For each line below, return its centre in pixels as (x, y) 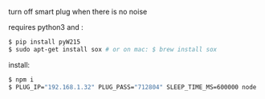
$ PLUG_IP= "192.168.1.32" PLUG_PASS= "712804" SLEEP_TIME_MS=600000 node (132, 87)
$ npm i (21, 80)
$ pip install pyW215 (45, 42)
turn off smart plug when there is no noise (78, 12)
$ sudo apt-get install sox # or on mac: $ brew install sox (113, 49)
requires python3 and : (46, 27)
